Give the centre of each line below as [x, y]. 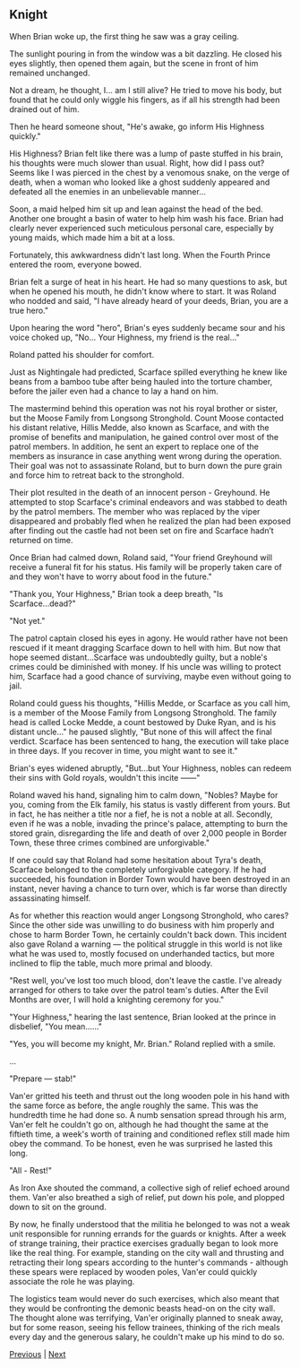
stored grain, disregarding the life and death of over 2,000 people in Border [148, 833]
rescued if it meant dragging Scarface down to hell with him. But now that [145, 647]
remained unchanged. [50, 73]
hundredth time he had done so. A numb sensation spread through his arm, [148, 1114]
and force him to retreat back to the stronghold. [97, 475]
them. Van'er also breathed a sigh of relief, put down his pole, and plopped [147, 1197]
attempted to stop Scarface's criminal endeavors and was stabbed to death [149, 502]
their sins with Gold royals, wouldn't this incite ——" [105, 777]
